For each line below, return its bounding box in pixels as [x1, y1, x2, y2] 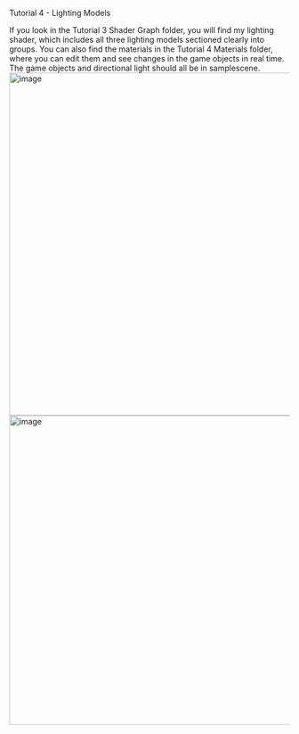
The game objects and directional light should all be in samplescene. [9, 62, 261, 73]
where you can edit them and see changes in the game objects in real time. [9, 54, 285, 63]
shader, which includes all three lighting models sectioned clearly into [9, 35, 265, 45]
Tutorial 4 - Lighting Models [9, 8, 111, 18]
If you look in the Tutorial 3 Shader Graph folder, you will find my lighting [9, 25, 274, 35]
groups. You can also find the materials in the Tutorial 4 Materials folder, [9, 44, 273, 54]
